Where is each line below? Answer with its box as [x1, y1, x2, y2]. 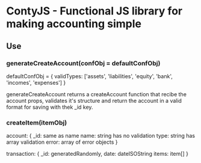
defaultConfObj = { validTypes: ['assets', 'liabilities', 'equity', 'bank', [6, 72, 173, 79]
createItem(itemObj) [6, 118, 67, 127]
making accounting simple [6, 17, 141, 31]
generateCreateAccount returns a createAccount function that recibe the [6, 90, 187, 97]
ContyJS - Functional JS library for [6, 4, 182, 18]
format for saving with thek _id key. [6, 103, 93, 111]
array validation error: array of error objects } [6, 138, 119, 146]
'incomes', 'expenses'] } [6, 79, 66, 86]
